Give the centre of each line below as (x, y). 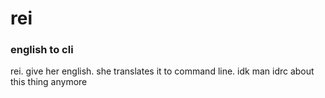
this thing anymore (49, 82)
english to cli (42, 50)
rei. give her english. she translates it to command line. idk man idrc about (162, 71)
